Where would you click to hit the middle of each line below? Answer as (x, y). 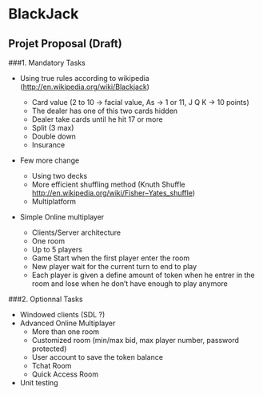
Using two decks (60, 176)
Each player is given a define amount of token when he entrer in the (143, 275)
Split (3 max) (53, 128)
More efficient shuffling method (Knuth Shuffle (108, 184)
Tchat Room (52, 366)
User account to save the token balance (98, 357)
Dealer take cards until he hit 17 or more (97, 119)
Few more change (50, 160)
